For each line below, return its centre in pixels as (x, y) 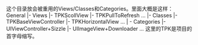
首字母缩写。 (22, 36)
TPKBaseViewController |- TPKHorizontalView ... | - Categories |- (86, 22)
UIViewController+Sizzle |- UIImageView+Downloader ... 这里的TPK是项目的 (99, 29)
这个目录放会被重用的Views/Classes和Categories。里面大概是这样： (90, 9)
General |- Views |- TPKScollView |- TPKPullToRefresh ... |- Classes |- (92, 15)
